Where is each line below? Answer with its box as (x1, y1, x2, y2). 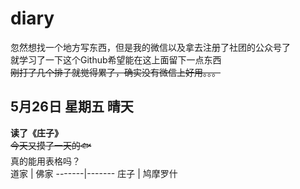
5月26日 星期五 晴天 (10, 98, 134, 116)
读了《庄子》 (10, 127, 63, 139)
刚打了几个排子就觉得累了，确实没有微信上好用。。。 (10, 66, 221, 78)
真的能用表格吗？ (10, 155, 81, 167)
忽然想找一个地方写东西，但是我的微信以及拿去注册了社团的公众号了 (10, 41, 291, 53)
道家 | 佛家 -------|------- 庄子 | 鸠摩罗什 (10, 167, 178, 179)
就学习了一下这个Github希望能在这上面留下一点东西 (10, 53, 222, 66)
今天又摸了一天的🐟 (10, 139, 92, 151)
